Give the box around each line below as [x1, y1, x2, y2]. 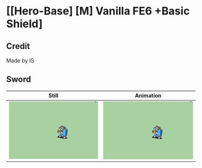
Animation [135, 92, 162, 99]
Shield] [6, 17, 43, 31]
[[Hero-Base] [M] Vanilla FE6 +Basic [6, 4, 190, 18]
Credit [6, 41, 30, 51]
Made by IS [6, 57, 35, 64]
